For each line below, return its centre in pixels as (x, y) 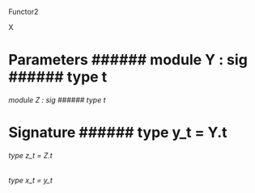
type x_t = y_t (30, 180)
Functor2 (23, 12)
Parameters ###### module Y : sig (128, 60)
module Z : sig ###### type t (57, 99)
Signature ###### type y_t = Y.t (118, 132)
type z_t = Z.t (30, 155)
